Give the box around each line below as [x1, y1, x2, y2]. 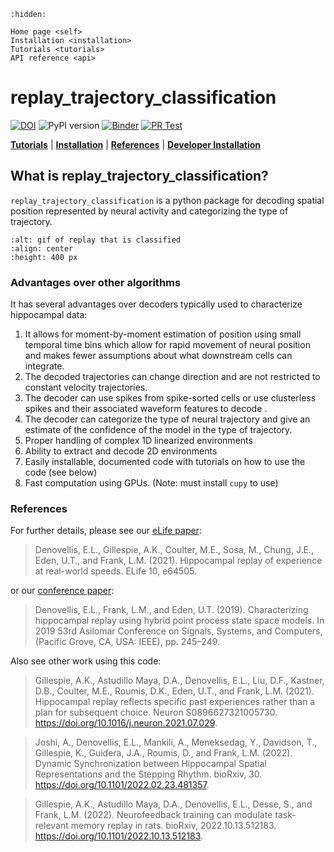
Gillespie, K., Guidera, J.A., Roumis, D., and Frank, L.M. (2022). [34, 747, 293, 759]
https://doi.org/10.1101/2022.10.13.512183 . [34, 830, 204, 842]
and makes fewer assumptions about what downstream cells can [24, 350, 293, 362]
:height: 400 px [10, 252, 78, 262]
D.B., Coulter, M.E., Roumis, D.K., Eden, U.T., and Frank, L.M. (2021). [34, 685, 315, 697]
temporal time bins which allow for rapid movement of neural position [24, 339, 311, 351]
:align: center [10, 243, 74, 254]
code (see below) [24, 466, 98, 479]
